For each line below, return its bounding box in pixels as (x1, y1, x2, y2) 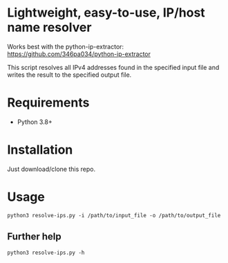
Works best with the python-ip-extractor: (7, 42, 124, 51)
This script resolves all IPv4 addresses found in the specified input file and (7, 63, 220, 71)
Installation (7, 142, 73, 158)
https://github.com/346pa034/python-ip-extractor (7, 50, 151, 58)
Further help (7, 230, 62, 243)
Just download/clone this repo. (7, 165, 95, 173)
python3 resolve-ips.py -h (7, 249, 85, 256)
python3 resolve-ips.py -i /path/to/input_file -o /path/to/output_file (7, 212, 221, 219)
